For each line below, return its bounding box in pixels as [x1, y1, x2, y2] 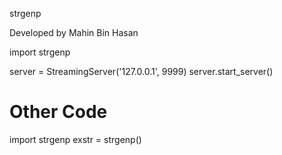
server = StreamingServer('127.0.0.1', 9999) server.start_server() [9, 66, 274, 77]
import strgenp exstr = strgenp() [9, 133, 142, 145]
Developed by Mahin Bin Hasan [9, 27, 139, 38]
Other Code [9, 101, 108, 123]
